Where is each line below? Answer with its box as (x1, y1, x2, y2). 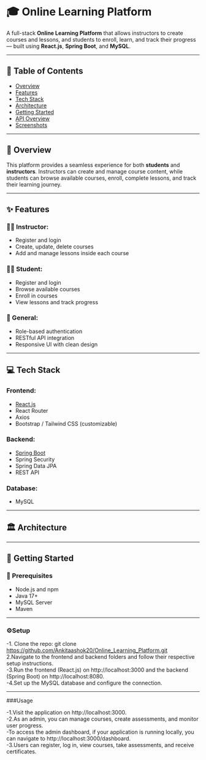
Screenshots (15, 121, 48, 129)
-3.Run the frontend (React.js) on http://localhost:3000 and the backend (6, 666, 189, 674)
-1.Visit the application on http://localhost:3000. (6, 708, 127, 716)
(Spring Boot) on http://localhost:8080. (6, 672, 105, 680)
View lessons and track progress (15, 298, 99, 305)
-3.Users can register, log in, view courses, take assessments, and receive (6, 741, 194, 748)
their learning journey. (6, 180, 63, 188)
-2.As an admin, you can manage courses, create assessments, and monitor (6, 715, 199, 723)
